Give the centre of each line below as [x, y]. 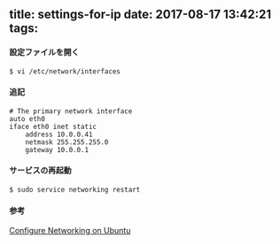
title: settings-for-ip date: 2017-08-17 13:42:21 [140, 15]
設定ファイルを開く [44, 51]
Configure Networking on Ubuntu [70, 231]
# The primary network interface [71, 111]
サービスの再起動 [40, 171]
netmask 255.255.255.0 [67, 142]
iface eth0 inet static [53, 126]
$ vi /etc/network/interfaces [65, 71]
